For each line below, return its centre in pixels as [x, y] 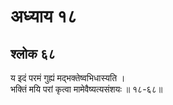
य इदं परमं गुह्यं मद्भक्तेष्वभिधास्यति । [68, 78]
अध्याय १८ [44, 16]
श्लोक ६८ [33, 53]
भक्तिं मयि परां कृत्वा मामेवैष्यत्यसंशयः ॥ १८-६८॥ [86, 89]
